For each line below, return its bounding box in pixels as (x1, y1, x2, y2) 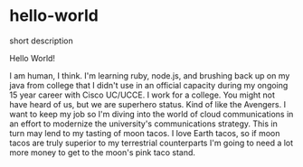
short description (9, 35, 74, 46)
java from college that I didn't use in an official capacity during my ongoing (9, 79, 289, 90)
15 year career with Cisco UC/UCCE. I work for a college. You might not (9, 89, 276, 100)
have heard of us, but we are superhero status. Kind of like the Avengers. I (9, 98, 287, 109)
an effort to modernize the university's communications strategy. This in (9, 118, 278, 129)
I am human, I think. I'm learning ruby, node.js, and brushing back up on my (9, 70, 290, 81)
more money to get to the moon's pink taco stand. (9, 146, 196, 158)
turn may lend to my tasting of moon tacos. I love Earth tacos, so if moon (9, 127, 280, 138)
